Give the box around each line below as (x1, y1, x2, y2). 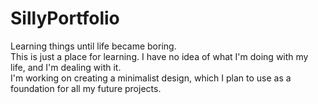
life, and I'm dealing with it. (10, 61, 122, 73)
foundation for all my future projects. (10, 82, 162, 94)
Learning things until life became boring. (10, 40, 177, 52)
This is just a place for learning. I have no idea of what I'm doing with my (10, 50, 309, 62)
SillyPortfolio (10, 7, 120, 30)
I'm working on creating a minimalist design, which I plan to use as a (10, 72, 292, 84)
